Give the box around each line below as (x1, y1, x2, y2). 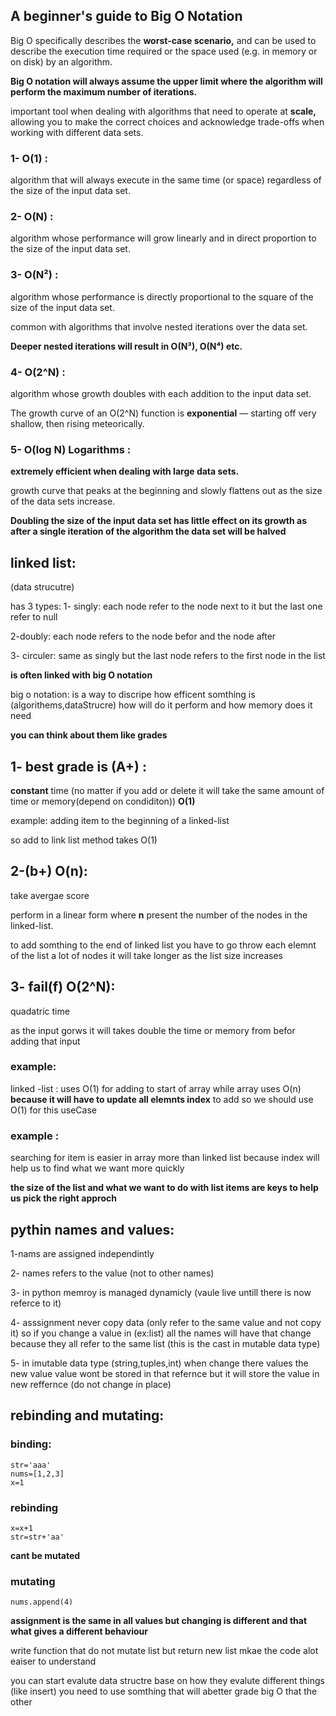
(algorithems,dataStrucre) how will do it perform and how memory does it (10, 699, 313, 711)
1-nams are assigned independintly (10, 1247, 155, 1259)
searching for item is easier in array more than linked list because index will (10, 1152, 320, 1164)
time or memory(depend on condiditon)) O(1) (10, 795, 196, 807)
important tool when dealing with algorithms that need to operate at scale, (10, 105, 317, 117)
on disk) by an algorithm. (10, 55, 113, 68)
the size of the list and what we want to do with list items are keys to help (10, 1182, 319, 1194)
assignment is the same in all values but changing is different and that (10, 1615, 308, 1627)
